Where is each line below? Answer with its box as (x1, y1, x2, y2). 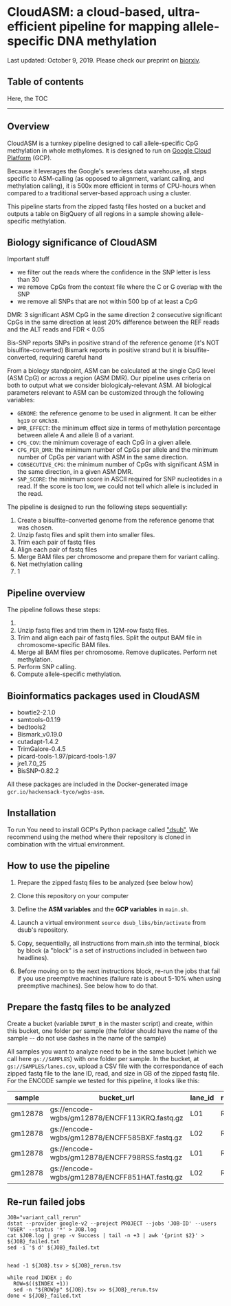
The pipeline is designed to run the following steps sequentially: (7, 503, 188, 511)
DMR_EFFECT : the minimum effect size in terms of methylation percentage (16, 424, 221, 432)
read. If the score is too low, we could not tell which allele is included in (16, 482, 219, 490)
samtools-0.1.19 (16, 716, 60, 723)
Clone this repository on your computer (16, 891, 129, 900)
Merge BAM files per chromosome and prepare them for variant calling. (16, 553, 220, 561)
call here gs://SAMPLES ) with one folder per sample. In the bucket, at (7, 1055, 199, 1063)
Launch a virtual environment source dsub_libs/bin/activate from (16, 918, 206, 926)
